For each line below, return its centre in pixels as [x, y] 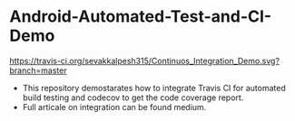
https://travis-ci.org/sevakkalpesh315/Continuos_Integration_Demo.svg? [144, 60]
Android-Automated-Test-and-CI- [141, 17]
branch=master [38, 70]
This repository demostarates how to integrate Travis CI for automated [154, 88]
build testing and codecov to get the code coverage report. [133, 98]
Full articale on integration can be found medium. [114, 107]
